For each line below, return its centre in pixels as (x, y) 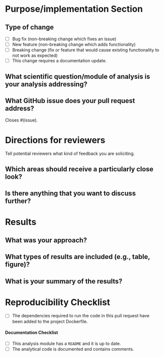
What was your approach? (46, 240)
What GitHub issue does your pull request (70, 101)
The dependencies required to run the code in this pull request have (81, 316)
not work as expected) (35, 55)
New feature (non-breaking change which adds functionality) (74, 45)
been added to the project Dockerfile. (50, 321)
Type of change (29, 27)
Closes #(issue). (22, 120)
